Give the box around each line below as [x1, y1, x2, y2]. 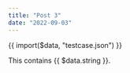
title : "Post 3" [8, 11, 61, 20]
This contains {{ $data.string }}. [8, 56, 111, 65]
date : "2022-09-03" [8, 19, 72, 27]
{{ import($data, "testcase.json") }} [8, 40, 123, 49]
